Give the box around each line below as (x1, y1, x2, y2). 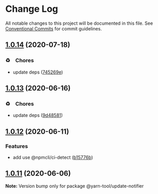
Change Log (5, 3, 58, 15)
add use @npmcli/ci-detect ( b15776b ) (12, 154, 93, 160)
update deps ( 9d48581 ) (12, 112, 63, 118)
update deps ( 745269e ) (12, 69, 63, 75)
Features (5, 143, 28, 150)
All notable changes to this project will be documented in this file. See (5, 20, 153, 26)
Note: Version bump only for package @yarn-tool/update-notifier (5, 183, 144, 189)
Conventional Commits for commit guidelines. (5, 25, 102, 31)
